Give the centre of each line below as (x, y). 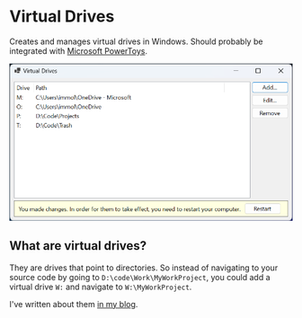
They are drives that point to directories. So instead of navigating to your (144, 268)
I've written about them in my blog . (74, 304)
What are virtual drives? (78, 246)
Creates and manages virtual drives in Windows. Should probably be (136, 41)
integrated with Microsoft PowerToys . (79, 50)
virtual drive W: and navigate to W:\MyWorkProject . (101, 287)
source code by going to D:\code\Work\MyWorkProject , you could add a (140, 277)
